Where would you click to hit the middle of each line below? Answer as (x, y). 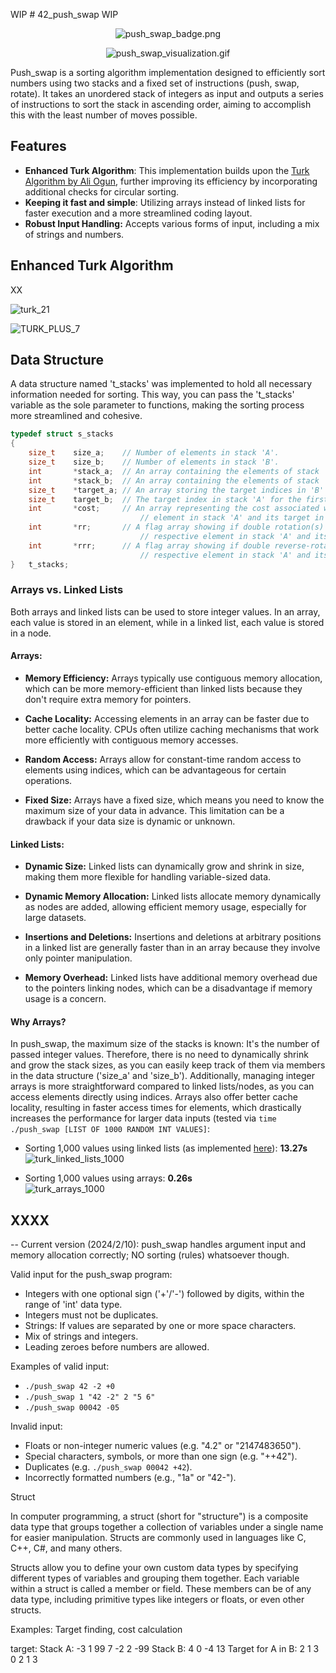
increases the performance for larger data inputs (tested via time (143, 1118)
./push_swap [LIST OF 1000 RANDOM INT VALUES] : (110, 1129)
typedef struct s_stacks (62, 434)
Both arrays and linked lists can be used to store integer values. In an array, (165, 611)
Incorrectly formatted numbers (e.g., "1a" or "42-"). (130, 1478)
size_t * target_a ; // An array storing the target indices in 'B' (176, 490)
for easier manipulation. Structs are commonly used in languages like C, (158, 1538)
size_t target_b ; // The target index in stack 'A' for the (165, 499)
